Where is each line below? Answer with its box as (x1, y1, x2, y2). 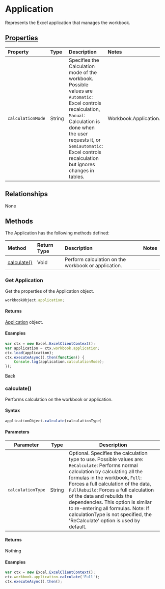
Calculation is (68, 118, 100, 125)
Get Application (5, 277, 43, 284)
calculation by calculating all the (68, 468, 143, 475)
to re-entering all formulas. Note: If (68, 505, 150, 512)
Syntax (5, 408, 20, 413)
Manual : (68, 112, 85, 119)
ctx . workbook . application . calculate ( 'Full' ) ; (5, 575, 100, 580)
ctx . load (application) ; (5, 350, 54, 355)
